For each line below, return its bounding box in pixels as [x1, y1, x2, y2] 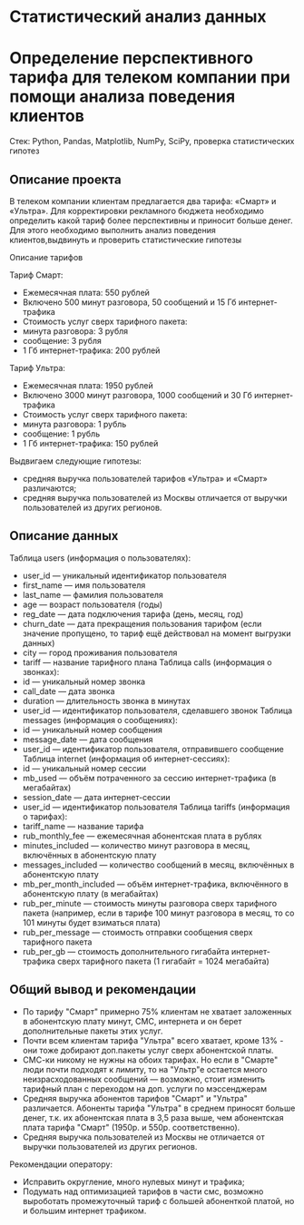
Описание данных [9, 528, 119, 544]
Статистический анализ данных [9, 6, 267, 27]
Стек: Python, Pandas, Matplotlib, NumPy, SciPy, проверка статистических [9, 136, 295, 147]
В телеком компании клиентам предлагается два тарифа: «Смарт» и [9, 195, 277, 206]
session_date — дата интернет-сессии [22, 791, 171, 802]
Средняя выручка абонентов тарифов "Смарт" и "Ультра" [22, 1093, 248, 1103]
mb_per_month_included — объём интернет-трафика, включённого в [22, 878, 289, 889]
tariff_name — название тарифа [22, 820, 144, 831]
